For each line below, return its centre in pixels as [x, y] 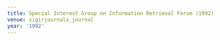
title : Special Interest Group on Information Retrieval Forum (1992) [111, 13]
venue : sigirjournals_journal [51, 20]
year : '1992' [26, 26]
